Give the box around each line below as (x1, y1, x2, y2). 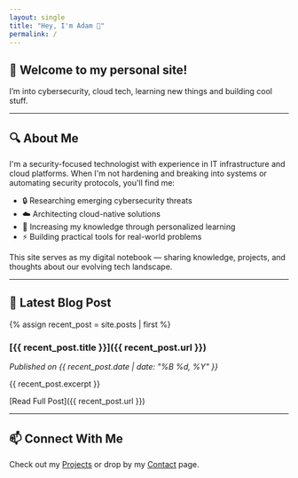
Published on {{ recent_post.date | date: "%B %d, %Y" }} (9, 362, 219, 372)
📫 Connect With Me (9, 431, 124, 446)
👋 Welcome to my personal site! (9, 62, 188, 77)
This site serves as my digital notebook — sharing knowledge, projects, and (9, 252, 286, 262)
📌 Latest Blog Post (9, 295, 112, 311)
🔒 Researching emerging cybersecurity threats (21, 195, 192, 205)
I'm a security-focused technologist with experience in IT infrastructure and (9, 159, 286, 169)
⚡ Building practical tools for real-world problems (21, 232, 202, 242)
